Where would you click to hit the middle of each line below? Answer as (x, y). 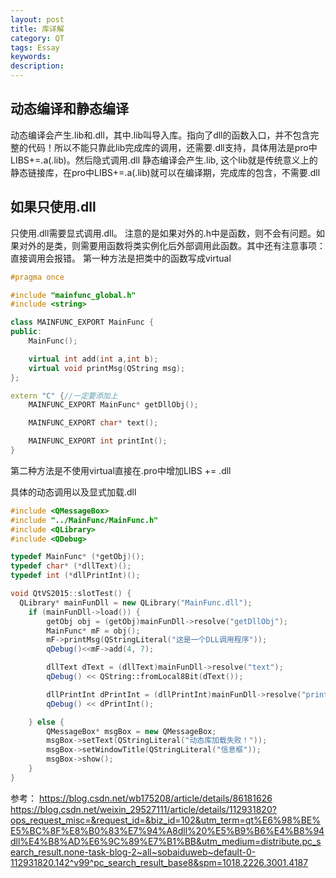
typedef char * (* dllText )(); (71, 566)
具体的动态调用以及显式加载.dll (73, 492)
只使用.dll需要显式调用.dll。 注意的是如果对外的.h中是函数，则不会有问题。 (163, 233)
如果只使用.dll (53, 207)
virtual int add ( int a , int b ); (93, 359)
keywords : (31, 57)
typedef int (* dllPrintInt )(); (75, 576)
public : (26, 332)
